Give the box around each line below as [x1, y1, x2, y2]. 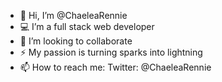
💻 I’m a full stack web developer [19, 21, 155, 32]
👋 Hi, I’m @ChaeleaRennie [19, 10, 128, 21]
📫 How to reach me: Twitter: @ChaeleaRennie [19, 61, 212, 73]
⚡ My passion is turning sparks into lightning [19, 46, 203, 58]
